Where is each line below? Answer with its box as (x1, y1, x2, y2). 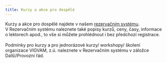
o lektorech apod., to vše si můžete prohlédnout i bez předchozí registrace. (5, 31, 160, 37)
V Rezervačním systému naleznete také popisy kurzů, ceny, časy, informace (5, 26, 162, 32)
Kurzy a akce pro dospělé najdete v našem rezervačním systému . (5, 21, 140, 27)
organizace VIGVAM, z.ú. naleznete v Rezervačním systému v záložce (5, 47, 149, 53)
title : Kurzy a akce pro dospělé (5, 7, 75, 12)
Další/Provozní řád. (5, 53, 44, 59)
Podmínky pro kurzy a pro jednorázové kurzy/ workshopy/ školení (5, 42, 140, 48)
